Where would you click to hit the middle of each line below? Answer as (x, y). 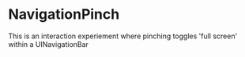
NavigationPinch (64, 14)
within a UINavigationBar (49, 44)
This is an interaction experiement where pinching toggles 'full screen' (123, 36)
